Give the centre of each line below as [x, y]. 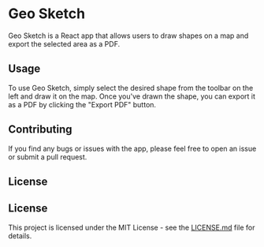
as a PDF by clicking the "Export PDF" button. [82, 104]
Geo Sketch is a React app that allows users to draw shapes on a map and [128, 36]
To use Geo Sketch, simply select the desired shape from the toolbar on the [131, 88]
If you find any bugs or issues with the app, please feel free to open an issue [132, 148]
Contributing [40, 130]
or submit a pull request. [48, 157]
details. [20, 236]
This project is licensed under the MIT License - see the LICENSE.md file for [132, 227]
